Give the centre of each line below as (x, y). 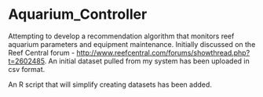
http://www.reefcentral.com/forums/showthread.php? (163, 52)
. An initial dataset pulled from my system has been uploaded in (147, 61)
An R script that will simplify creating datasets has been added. (110, 84)
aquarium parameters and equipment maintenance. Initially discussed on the (132, 44)
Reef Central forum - (42, 52)
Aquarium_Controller (78, 14)
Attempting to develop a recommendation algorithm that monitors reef (121, 36)
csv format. (27, 69)
